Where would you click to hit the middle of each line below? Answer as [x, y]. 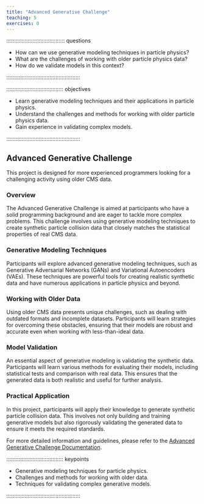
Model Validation [32, 347]
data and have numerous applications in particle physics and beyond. [93, 283]
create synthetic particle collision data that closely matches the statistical [98, 228]
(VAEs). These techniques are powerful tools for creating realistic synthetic [100, 276]
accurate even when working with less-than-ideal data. [76, 332]
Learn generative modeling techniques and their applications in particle [104, 101]
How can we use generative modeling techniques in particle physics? [102, 53]
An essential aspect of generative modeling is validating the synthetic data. [100, 360]
